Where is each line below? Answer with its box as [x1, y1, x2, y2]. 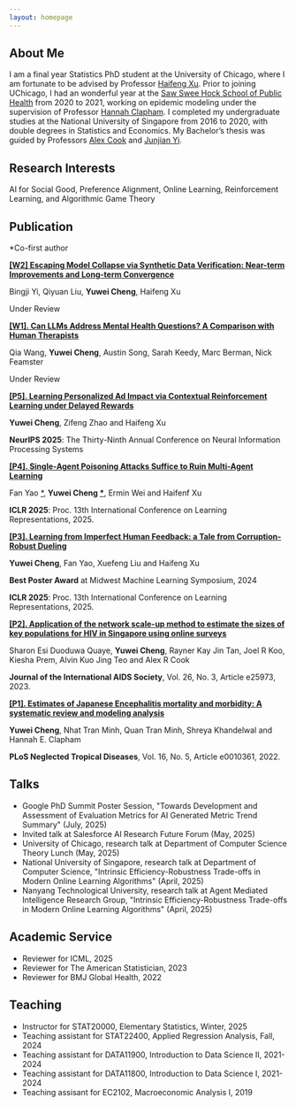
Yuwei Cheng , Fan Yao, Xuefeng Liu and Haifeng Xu [9, 558, 201, 569]
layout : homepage [9, 12, 73, 22]
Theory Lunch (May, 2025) [21, 847, 120, 858]
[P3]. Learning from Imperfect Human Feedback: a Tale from [9, 532, 236, 542]
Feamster [9, 357, 44, 367]
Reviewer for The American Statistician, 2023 [21, 962, 187, 973]
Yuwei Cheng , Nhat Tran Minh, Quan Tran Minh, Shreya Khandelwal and [9, 725, 273, 735]
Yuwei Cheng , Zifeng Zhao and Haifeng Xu [9, 418, 166, 428]
